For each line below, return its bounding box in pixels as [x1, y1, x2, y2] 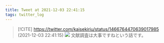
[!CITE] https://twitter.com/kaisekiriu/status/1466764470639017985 [17, 26, 159, 32]
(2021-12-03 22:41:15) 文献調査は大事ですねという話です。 [17, 32, 146, 38]
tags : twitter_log [5, 12, 44, 17]
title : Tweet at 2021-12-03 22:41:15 [5, 7, 85, 13]
